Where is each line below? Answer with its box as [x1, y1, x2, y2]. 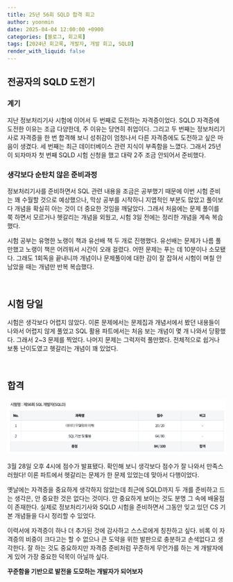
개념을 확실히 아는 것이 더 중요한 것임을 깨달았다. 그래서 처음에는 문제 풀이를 [14, 204, 220, 212]
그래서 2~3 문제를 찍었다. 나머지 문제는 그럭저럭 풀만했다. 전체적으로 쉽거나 [16, 335, 220, 343]
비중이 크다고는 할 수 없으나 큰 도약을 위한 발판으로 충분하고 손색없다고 [25, 535, 216, 544]
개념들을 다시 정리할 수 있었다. [14, 512, 96, 520]
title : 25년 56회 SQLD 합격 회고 [7, 11, 95, 18]
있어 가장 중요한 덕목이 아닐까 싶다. [14, 553, 109, 561]
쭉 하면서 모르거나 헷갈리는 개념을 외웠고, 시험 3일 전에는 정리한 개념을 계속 [7, 213, 211, 221]
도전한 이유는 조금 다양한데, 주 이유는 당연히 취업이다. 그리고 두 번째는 [7, 124, 196, 133]
